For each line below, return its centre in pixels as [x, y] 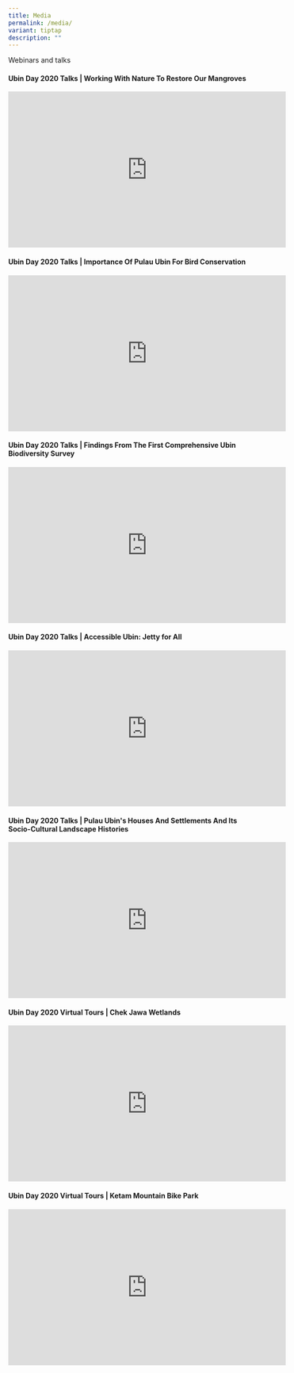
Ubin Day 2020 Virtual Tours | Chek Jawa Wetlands [94, 1012]
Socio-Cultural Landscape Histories [69, 828]
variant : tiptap [35, 30]
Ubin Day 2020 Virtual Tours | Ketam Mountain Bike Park [103, 1196]
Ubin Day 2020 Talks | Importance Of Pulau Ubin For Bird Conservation [127, 262]
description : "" [35, 38]
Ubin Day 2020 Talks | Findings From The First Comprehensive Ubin [122, 446]
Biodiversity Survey [42, 453]
